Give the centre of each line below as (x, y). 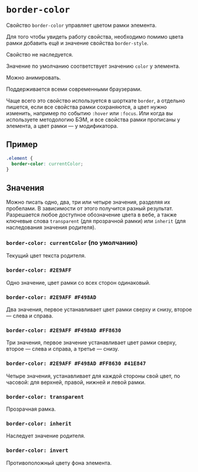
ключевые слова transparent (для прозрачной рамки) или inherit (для (96, 221)
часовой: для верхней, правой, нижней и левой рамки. (76, 382)
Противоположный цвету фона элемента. (59, 462)
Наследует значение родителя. (46, 436)
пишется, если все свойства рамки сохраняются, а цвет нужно (87, 107)
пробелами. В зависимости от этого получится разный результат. (90, 209)
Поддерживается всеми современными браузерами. (74, 89)
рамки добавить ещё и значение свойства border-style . (77, 43)
